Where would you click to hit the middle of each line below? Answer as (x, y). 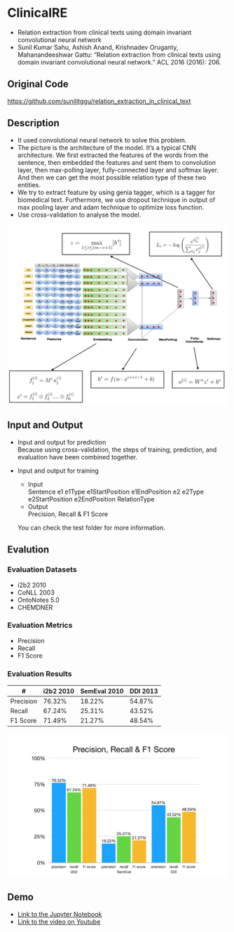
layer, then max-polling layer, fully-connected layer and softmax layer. (118, 170)
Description (33, 123)
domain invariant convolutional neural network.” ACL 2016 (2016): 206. (119, 62)
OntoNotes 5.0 (38, 600)
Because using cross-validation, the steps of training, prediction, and (117, 450)
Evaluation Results (40, 673)
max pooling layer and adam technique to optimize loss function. (111, 207)
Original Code (38, 85)
